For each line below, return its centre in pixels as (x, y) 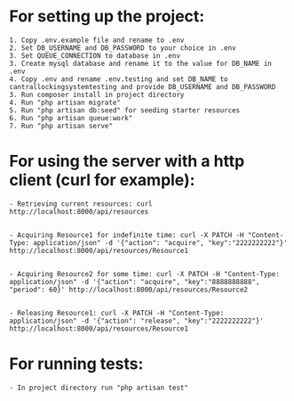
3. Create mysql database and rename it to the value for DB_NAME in (141, 63)
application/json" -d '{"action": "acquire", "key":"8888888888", (135, 282)
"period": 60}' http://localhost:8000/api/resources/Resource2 (129, 290)
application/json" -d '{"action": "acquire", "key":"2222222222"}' (160, 242)
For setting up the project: (107, 16)
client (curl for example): (102, 180)
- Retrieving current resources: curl (81, 204)
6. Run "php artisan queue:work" (71, 118)
